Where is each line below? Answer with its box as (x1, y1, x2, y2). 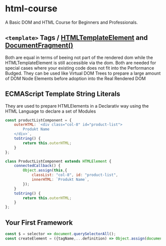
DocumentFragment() (5, 41, 73, 50)
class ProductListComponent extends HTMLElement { (5, 159, 112, 164)
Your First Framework (5, 218, 73, 227)
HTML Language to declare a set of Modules (5, 108, 96, 114)
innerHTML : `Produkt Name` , (31, 177, 90, 182)
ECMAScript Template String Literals (5, 90, 121, 98)
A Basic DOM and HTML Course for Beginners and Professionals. (5, 19, 138, 25)
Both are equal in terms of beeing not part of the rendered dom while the (5, 54, 153, 60)
